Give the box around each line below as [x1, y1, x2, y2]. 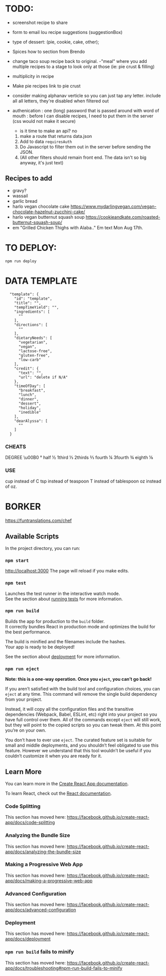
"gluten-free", [18, 353, 50, 358]
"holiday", [18, 405, 41, 410]
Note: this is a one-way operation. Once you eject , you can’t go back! [5, 676, 152, 682]
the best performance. [5, 629, 51, 635]
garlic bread [12, 198, 37, 204]
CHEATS [5, 443, 26, 450]
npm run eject [5, 666, 39, 672]
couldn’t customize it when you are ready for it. [5, 753, 102, 759]
